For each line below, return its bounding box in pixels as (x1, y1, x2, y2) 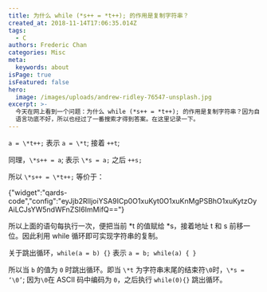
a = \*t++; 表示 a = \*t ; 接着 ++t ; (8, 138, 120, 147)
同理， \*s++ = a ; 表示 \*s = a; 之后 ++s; (8, 154, 143, 164)
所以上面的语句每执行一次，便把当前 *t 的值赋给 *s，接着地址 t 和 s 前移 (8, 220, 244, 231)
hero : (8, 85, 26, 94)
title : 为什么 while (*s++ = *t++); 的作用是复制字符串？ (8, 11, 190, 20)
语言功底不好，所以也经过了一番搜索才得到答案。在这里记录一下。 (15, 115, 199, 123)
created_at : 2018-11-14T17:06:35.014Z (8, 19, 137, 27)
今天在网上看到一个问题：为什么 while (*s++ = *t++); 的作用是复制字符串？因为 (15, 108, 254, 116)
